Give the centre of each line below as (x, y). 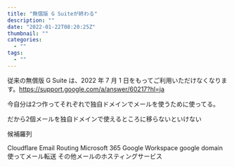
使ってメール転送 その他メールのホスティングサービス (85, 156)
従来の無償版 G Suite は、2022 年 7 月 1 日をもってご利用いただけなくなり (114, 80)
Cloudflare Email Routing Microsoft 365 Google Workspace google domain (115, 147)
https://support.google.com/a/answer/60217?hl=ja (92, 89)
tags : (15, 53)
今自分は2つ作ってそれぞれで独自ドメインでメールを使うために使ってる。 (113, 104)
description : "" (31, 20)
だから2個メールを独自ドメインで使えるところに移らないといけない (105, 119)
